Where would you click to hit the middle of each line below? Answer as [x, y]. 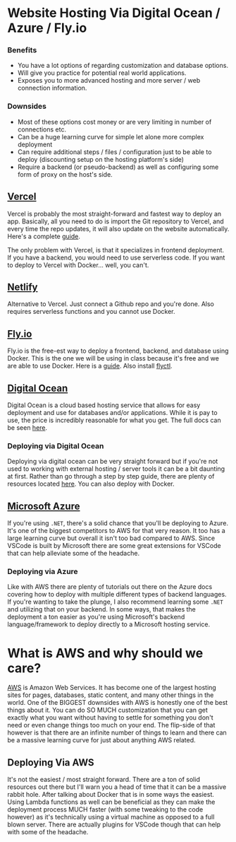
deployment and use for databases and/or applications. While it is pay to [112, 413]
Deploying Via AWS [51, 762]
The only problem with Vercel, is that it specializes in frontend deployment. [116, 250]
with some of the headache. [48, 832]
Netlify [23, 287]
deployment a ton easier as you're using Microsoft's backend [96, 617]
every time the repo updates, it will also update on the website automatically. [118, 228]
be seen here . [27, 428]
